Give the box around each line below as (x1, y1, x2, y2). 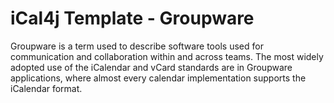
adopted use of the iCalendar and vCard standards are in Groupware (10, 61, 293, 73)
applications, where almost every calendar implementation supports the (10, 72, 307, 84)
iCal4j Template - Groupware (10, 7, 255, 30)
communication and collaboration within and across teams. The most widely (10, 50, 324, 62)
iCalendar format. (10, 82, 83, 94)
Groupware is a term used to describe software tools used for (10, 40, 264, 52)
